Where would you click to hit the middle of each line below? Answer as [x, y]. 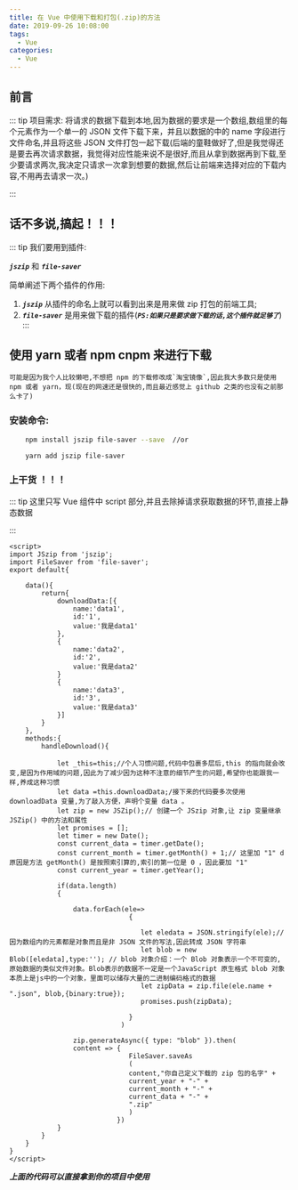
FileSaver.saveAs [161, 1056]
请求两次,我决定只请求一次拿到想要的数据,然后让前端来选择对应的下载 [152, 165]
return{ [55, 593]
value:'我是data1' [105, 626]
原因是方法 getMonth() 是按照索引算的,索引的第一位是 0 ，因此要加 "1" [129, 862]
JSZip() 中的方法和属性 [48, 820]
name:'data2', [99, 649]
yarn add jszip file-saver [75, 456]
